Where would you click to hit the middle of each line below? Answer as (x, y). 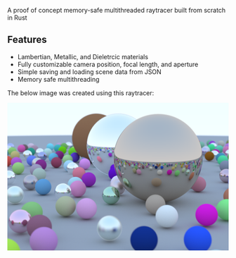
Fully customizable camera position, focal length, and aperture (108, 64)
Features (27, 40)
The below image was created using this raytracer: (81, 93)
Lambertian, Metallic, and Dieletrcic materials (83, 56)
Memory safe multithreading (58, 79)
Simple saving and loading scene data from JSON (89, 72)
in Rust (17, 18)
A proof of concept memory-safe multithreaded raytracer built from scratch (117, 10)
